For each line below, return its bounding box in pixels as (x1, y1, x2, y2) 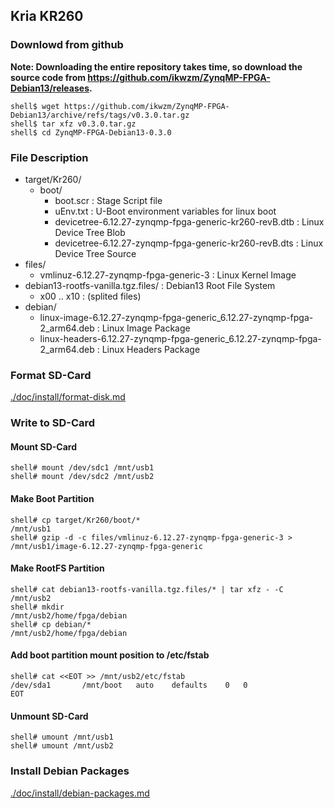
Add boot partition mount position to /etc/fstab (10, 649, 210, 661)
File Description (10, 150, 89, 164)
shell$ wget (10, 101, 60, 111)
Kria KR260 (10, 8, 84, 25)
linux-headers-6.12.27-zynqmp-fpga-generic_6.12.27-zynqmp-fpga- (39, 332, 322, 344)
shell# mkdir (10, 602, 65, 612)
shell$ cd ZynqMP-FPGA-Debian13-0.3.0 (10, 127, 172, 138)
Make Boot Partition (10, 493, 95, 504)
